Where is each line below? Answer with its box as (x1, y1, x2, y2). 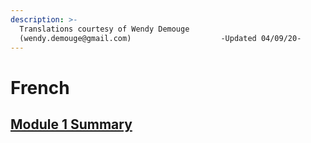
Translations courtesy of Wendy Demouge (19, 24, 190, 34)
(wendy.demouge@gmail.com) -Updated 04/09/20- (19, 33, 302, 43)
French (10, 76, 70, 99)
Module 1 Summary (10, 116, 133, 133)
